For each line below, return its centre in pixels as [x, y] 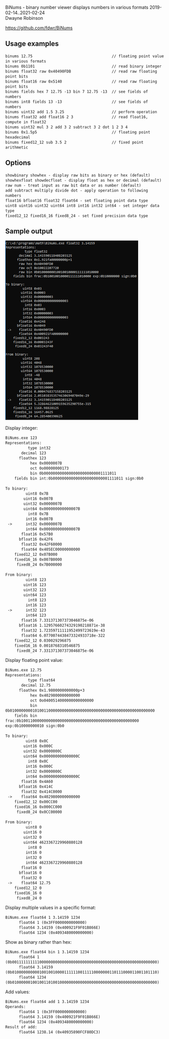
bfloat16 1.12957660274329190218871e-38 [62, 625]
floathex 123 [32, 458]
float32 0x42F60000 [41, 544]
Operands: [16, 1007]
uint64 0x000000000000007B [52, 509]
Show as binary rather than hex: [38, 942]
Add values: [18, 992]
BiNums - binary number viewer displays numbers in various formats [77, 7]
